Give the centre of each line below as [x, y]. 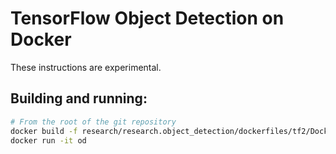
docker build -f [44, 131]
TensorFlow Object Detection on [147, 18]
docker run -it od [48, 140]
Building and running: [79, 98]
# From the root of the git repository [93, 122]
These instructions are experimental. [86, 67]
